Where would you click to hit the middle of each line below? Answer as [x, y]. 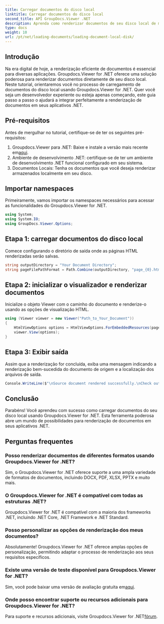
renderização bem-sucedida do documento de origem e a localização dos [80, 369]
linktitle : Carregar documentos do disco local [54, 14]
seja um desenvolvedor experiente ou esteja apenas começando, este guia [81, 95]
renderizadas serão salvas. [32, 256]
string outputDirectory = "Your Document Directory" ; [61, 265]
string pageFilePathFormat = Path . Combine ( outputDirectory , [68, 270]
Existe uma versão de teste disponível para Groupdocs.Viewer [81, 570]
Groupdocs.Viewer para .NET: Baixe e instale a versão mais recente [80, 147]
